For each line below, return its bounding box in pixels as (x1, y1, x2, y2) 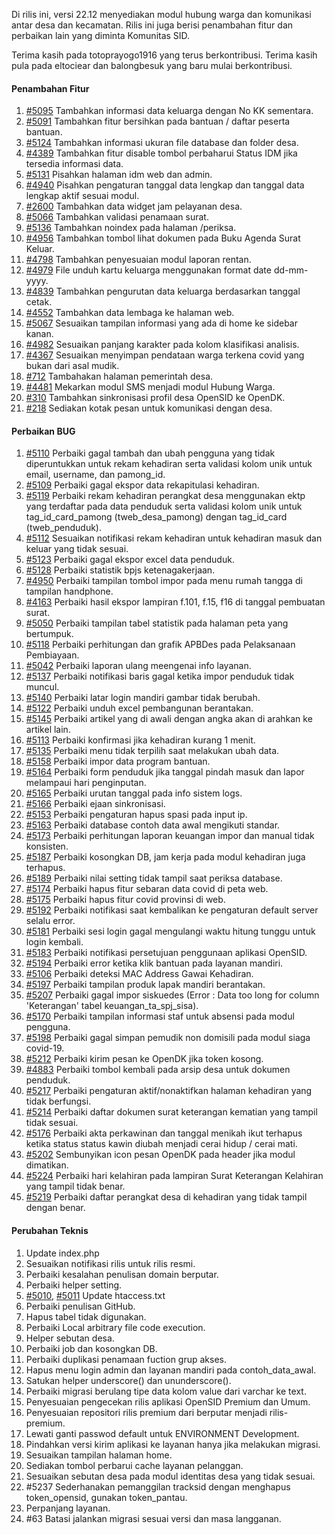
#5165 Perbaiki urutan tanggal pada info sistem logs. (25, 787, 243, 799)
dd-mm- (273, 264, 309, 276)
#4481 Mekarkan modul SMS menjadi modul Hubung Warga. (25, 381, 276, 393)
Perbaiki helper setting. (25, 1279, 123, 1291)
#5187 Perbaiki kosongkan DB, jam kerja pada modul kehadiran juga (25, 851, 306, 863)
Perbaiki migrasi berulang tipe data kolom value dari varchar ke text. (25, 1385, 307, 1397)
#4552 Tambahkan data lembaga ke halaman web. (25, 307, 235, 319)
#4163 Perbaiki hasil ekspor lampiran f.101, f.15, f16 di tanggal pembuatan (25, 596, 326, 608)
